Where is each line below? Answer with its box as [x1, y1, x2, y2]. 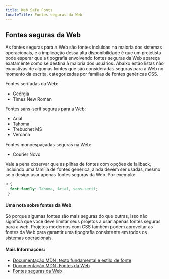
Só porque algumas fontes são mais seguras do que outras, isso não [5, 213, 148, 219]
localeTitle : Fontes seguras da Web [5, 12, 82, 17]
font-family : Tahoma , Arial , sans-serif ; [10, 187, 98, 192]
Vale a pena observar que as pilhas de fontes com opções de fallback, [5, 161, 151, 167]
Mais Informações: [5, 246, 46, 252]
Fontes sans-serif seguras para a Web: [5, 106, 86, 112]
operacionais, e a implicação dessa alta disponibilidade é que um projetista [5, 50, 161, 56]
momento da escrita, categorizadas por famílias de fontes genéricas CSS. [5, 71, 159, 77]
